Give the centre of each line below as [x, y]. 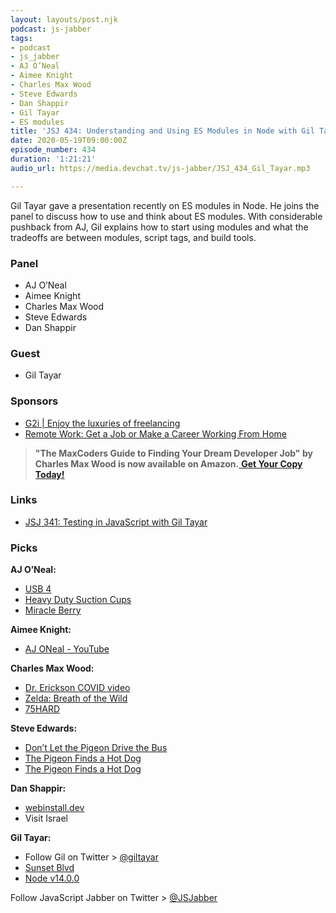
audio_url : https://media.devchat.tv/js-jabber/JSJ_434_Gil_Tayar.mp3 [160, 168]
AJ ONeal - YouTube [67, 649]
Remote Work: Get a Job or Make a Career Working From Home [155, 433]
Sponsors [34, 401]
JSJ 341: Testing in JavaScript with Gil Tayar [116, 522]
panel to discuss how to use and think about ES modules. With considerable [166, 216]
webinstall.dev [54, 808]
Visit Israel [46, 818]
